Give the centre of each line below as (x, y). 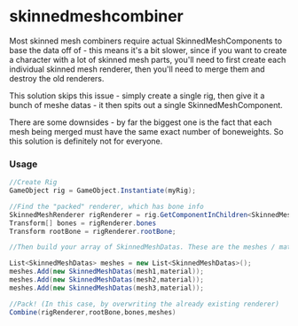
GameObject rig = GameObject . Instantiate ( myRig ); (103, 191)
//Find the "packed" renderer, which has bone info (106, 206)
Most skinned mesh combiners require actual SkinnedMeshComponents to (145, 41)
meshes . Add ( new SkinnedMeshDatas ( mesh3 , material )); (106, 288)
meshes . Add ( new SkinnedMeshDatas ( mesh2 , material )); (106, 280)
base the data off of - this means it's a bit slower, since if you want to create (148, 50)
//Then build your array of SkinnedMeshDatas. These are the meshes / (142, 247)
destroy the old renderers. (57, 78)
